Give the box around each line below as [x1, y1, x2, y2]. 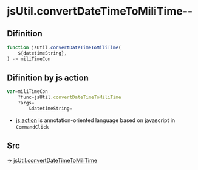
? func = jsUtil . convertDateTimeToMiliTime [18, 94, 121, 101]
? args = [18, 100, 35, 106]
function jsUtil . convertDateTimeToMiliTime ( [7, 44, 121, 50]
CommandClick [15, 124, 49, 130]
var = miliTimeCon [7, 89, 48, 95]
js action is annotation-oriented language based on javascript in [15, 117, 176, 124]
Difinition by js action [7, 73, 89, 83]
